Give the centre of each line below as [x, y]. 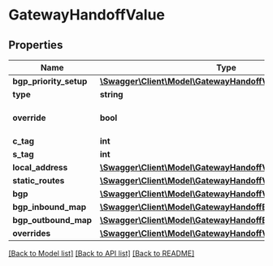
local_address [40, 167]
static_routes [39, 180]
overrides [32, 233]
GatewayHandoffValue [87, 15]
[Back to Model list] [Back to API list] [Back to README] [102, 253]
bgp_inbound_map [50, 207]
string [111, 94]
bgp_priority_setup [50, 81]
